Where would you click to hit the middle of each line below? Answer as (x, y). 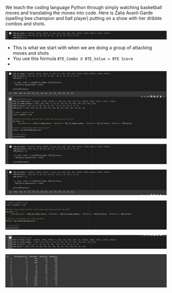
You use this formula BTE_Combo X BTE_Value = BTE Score (73, 59)
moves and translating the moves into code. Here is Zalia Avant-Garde (79, 13)
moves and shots (31, 53)
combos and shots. (26, 24)
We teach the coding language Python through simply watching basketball (84, 7)
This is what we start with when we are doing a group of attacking (82, 48)
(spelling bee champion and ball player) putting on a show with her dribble (84, 18)
